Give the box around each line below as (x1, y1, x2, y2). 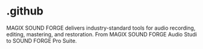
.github (6, 4, 44, 18)
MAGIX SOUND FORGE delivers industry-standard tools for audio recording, (6, 24, 196, 31)
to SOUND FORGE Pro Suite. (6, 37, 77, 44)
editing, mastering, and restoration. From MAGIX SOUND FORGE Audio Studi (6, 30, 197, 38)
